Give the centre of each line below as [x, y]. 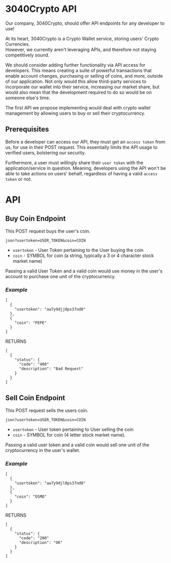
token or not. [19, 179]
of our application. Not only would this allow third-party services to [76, 81]
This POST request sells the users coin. [47, 410]
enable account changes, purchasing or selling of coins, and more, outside [84, 76]
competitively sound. [27, 55]
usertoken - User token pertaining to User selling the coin [73, 429]
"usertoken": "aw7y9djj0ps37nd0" [50, 310]
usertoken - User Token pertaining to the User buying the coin [78, 250]
